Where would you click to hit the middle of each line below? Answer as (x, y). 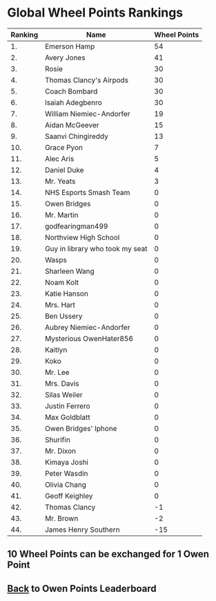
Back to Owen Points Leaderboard (82, 588)
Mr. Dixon (60, 451)
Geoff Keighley (69, 496)
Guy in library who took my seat (96, 248)
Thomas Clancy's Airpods (87, 80)
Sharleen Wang (69, 271)
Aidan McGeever (72, 124)
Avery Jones (65, 57)
